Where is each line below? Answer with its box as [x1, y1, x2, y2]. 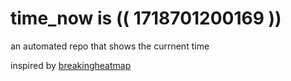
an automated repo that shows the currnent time [10, 40, 210, 52]
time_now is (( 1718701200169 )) [10, 7, 282, 30]
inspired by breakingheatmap [10, 59, 132, 71]
